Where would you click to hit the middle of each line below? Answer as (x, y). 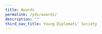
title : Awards (20, 10)
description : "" (22, 19)
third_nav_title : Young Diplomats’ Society (51, 24)
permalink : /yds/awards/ (31, 14)
